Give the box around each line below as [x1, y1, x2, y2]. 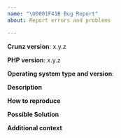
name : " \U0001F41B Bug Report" [7, 10, 99, 18]
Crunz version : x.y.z [7, 42, 66, 50]
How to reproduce [7, 96, 61, 105]
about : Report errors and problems [7, 17, 111, 24]
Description [7, 83, 43, 91]
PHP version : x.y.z [7, 55, 61, 64]
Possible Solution [7, 110, 59, 118]
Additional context [7, 123, 63, 132]
